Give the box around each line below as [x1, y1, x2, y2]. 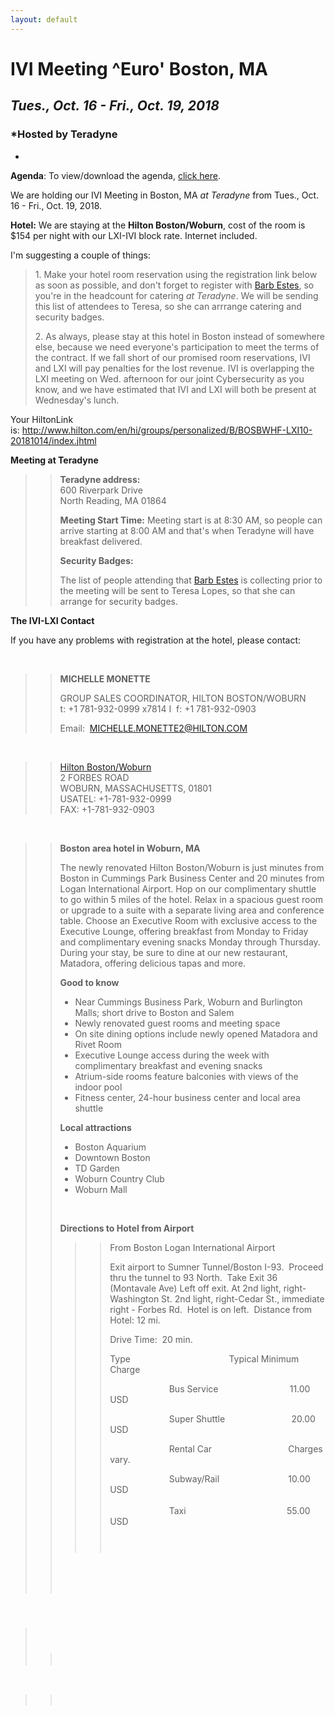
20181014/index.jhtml [10, 434, 97, 446]
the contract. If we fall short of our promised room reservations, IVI [34, 351, 311, 363]
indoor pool [74, 1081, 123, 1093]
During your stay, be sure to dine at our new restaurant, [59, 946, 288, 958]
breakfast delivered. [59, 535, 143, 547]
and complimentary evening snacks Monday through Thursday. [59, 936, 321, 948]
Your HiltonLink [10, 413, 74, 425]
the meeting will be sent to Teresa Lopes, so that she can [59, 584, 296, 596]
